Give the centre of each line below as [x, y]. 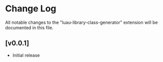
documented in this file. [29, 27]
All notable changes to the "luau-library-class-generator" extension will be [81, 22]
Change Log [31, 9]
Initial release [26, 55]
